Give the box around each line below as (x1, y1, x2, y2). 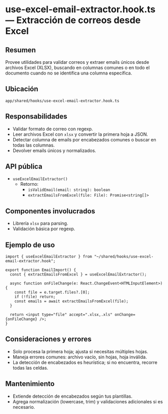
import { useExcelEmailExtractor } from (5, 254, 93, 259)
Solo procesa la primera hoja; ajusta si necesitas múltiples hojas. (12, 348, 149, 354)
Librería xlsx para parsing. (12, 221, 69, 227)
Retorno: (20, 181, 39, 187)
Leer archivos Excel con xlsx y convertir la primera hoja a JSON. (12, 131, 149, 137)
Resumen (5, 45, 36, 54)
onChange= (114, 312, 136, 318)
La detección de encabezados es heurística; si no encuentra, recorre (12, 359, 158, 366)
